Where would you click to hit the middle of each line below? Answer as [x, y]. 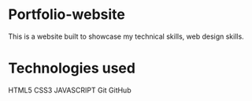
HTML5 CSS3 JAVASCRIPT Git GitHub [70, 90]
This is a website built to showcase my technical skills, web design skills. [126, 36]
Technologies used [72, 68]
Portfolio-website [67, 15]
